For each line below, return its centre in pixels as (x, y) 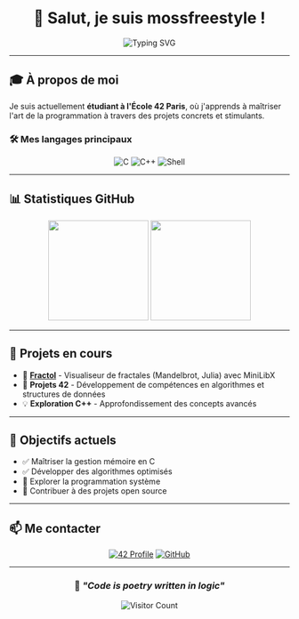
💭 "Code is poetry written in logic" (149, 586)
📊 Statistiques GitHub (72, 199)
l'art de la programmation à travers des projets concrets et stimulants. (137, 116)
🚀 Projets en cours (61, 354)
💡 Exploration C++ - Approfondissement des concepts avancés (139, 403)
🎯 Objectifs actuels (63, 441)
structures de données (64, 394)
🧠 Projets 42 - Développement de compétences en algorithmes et (143, 384)
